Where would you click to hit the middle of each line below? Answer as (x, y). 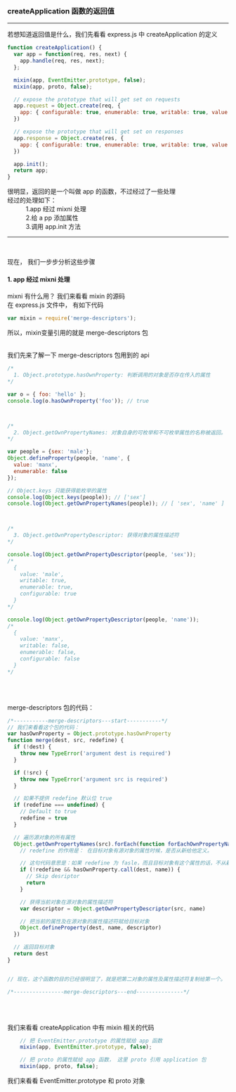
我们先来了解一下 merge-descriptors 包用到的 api (78, 355)
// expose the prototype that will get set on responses (99, 132)
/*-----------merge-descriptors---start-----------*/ (88, 721)
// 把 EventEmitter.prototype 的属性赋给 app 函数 (91, 1041)
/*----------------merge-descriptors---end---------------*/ (99, 992)
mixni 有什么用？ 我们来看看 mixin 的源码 (66, 296)
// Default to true (48, 812)
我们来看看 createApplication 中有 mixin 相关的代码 (81, 1027)
